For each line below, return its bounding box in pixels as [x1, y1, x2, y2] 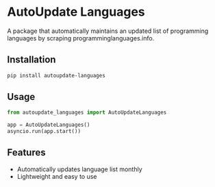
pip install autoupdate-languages [7, 72, 106, 79]
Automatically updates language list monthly [16, 165, 142, 173]
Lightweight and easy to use [16, 172, 97, 180]
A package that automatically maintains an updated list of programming [7, 27, 209, 35]
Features [7, 147, 46, 158]
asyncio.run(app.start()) [7, 128, 81, 135]
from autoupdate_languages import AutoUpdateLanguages [7, 109, 167, 116]
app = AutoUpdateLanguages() [7, 121, 90, 129]
